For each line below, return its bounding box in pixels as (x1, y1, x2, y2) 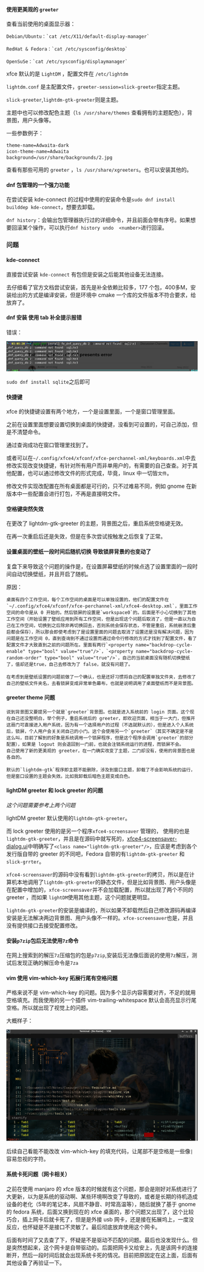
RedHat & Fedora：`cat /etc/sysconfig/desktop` (6, 46, 128, 52)
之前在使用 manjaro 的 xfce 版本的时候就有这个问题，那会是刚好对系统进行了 (6, 1185, 198, 1192)
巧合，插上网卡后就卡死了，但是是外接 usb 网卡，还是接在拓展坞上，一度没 (6, 1215, 194, 1223)
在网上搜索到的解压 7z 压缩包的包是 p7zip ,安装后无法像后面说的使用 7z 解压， (6, 952, 192, 959)
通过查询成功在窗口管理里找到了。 (6, 442, 92, 449)
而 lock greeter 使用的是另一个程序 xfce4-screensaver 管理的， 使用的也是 (6, 827, 190, 835)
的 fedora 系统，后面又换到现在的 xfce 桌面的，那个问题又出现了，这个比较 (6, 1208, 194, 1215)
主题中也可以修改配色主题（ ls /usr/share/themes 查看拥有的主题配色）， (6, 109, 188, 116)
